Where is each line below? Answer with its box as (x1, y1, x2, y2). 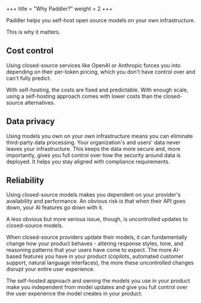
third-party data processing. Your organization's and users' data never (6, 138, 181, 146)
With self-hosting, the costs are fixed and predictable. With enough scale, (6, 86, 188, 93)
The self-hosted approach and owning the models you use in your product (6, 277, 190, 284)
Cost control (6, 46, 54, 56)
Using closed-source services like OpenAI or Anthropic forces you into (6, 61, 181, 69)
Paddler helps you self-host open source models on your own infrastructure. (6, 17, 196, 23)
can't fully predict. (6, 75, 52, 82)
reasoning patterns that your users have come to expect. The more (6, 246, 172, 254)
